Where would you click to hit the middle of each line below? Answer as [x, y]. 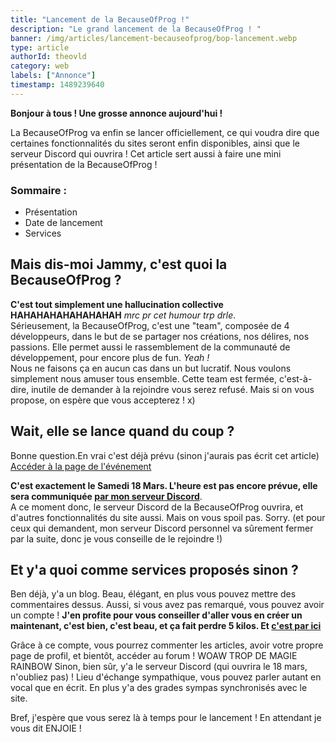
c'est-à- [295, 378]
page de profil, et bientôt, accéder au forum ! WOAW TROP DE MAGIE [154, 656]
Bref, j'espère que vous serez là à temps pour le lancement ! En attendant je [166, 718]
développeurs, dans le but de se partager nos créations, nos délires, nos [160, 336]
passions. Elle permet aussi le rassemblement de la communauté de [150, 347]
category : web [40, 66]
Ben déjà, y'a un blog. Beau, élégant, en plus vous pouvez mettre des [153, 594]
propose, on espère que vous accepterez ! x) [103, 400]
